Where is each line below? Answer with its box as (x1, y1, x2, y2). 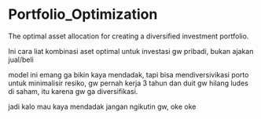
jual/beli (8, 55, 34, 64)
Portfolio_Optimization (8, 5, 158, 23)
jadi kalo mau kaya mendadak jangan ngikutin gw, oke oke (8, 102, 197, 111)
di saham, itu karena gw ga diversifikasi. (8, 86, 138, 96)
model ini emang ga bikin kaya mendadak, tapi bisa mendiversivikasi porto (8, 70, 249, 79)
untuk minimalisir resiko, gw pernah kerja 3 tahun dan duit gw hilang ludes (8, 78, 249, 88)
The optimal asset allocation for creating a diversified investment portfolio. (8, 31, 249, 41)
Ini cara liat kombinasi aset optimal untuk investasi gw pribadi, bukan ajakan (8, 46, 254, 56)
